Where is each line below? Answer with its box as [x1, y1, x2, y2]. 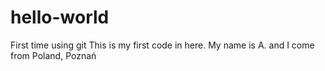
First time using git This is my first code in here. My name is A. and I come [10, 39, 315, 51]
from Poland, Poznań [10, 49, 97, 61]
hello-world [10, 6, 110, 29]
